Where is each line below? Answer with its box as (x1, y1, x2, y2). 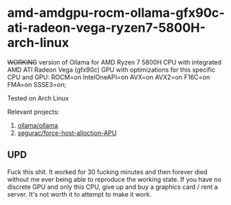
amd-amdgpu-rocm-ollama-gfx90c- (7, 5, 225, 21)
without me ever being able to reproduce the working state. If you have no (7, 175, 222, 183)
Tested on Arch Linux (7, 93, 69, 102)
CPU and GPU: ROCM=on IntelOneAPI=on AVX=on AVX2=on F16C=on (7, 72, 211, 81)
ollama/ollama (17, 121, 58, 129)
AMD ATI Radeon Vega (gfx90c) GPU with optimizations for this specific (7, 65, 216, 74)
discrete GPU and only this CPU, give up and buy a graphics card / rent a (7, 183, 218, 191)
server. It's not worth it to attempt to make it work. (7, 190, 152, 198)
